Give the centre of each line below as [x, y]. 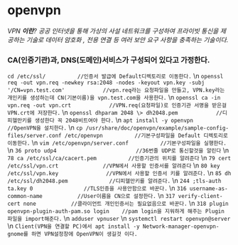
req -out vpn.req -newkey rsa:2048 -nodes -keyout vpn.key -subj [106, 83]
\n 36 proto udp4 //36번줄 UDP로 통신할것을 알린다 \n [118, 150]
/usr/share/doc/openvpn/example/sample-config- [157, 128]
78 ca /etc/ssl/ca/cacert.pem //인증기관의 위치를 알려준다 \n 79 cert [119, 158]
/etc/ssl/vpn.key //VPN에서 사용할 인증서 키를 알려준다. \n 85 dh [119, 173]
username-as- [209, 189]
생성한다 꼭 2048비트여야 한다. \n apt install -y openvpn [114, 120]
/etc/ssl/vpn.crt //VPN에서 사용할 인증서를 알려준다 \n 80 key [114, 165]
